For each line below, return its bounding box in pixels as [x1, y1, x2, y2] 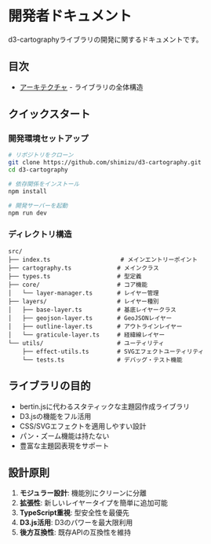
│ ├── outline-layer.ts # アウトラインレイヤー [8, 322, 183, 330]
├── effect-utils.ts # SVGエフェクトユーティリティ [22, 347, 204, 355]
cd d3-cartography [8, 166, 68, 174]
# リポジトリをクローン [8, 151, 74, 160]
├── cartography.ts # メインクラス [8, 264, 159, 272]
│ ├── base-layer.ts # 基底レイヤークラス [8, 306, 176, 314]
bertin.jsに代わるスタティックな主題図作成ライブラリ [19, 402, 191, 411]
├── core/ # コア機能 [8, 281, 147, 289]
